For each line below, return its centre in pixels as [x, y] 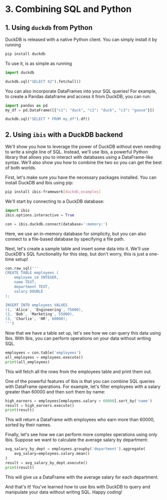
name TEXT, [25, 282]
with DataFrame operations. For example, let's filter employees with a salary [83, 386]
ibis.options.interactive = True [40, 215]
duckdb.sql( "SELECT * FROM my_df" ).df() [48, 119]
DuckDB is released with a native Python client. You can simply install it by [81, 39]
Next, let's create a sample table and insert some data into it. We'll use [77, 249]
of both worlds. [21, 168]
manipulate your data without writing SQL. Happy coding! [64, 492]
